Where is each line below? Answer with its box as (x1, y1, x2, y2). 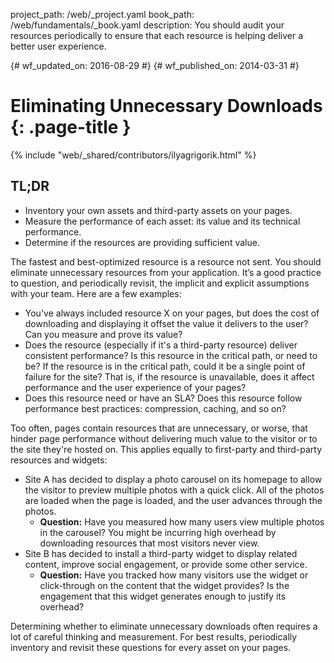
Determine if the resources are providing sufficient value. (24, 236, 260, 248)
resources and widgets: (10, 454, 108, 466)
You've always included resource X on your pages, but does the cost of (24, 307, 320, 319)
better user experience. (10, 40, 107, 52)
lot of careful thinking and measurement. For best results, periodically (10, 630, 298, 643)
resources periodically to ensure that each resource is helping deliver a (10, 30, 304, 41)
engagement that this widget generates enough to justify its (39, 590, 287, 602)
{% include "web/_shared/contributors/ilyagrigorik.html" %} (10, 149, 257, 161)
